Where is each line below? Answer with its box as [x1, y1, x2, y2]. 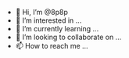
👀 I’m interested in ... [15, 16, 82, 25]
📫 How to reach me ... [15, 42, 88, 50]
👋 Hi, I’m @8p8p [15, 8, 68, 16]
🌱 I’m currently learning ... [15, 24, 99, 33]
